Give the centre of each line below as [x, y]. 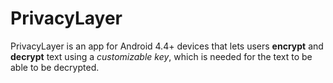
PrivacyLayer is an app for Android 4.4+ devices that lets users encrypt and [167, 46]
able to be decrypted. [55, 67]
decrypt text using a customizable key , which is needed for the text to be [161, 56]
